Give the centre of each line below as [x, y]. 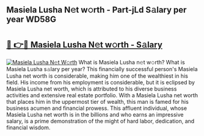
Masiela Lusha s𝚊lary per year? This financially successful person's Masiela [102, 69]
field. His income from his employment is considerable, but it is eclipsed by [101, 82]
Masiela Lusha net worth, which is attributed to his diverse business [92, 89]
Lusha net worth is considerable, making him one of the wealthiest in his [97, 76]
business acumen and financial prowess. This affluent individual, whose [97, 108]
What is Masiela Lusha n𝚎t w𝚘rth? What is [132, 62]
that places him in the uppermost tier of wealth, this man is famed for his [98, 102]
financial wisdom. [28, 127]
